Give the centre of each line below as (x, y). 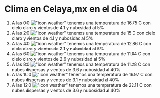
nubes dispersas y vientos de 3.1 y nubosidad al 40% (66, 80)
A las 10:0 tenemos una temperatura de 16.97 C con (82, 74)
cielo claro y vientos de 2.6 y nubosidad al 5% (58, 59)
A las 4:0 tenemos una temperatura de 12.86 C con (81, 43)
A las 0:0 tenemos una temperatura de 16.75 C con (81, 23)
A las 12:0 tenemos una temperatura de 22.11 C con (81, 85)
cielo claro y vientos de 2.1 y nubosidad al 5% (58, 49)
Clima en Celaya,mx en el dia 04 (71, 9)
